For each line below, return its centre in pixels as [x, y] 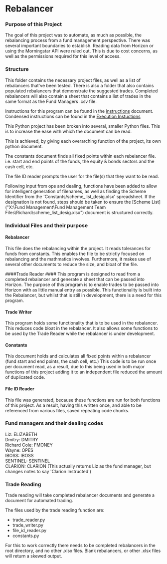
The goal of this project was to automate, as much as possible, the [74, 35]
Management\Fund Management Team [66, 207]
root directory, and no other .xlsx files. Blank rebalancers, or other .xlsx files [83, 551]
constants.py [26, 536]
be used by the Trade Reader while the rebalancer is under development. [80, 334]
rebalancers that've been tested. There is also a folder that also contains [80, 85]
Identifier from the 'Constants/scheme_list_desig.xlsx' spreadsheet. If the [80, 196]
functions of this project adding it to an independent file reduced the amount [84, 372]
